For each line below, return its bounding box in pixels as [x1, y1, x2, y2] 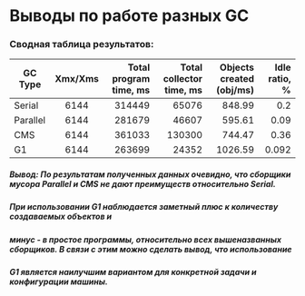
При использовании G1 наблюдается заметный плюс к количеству [9, 202, 279, 212]
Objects [219, 61, 254, 74]
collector [162, 73, 202, 85]
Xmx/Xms [54, 73, 100, 85]
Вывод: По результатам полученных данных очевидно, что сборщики [9, 169, 291, 180]
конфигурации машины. [9, 276, 109, 287]
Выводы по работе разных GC [9, 5, 250, 26]
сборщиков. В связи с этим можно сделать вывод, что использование [9, 243, 292, 254]
